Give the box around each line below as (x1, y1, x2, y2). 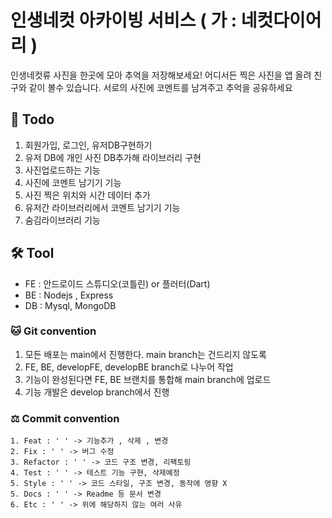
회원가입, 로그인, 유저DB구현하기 (24, 139, 153, 151)
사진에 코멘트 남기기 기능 (24, 176, 122, 188)
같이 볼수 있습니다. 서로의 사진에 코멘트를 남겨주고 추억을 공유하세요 (28, 81, 293, 93)
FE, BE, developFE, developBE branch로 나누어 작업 (24, 361, 234, 373)
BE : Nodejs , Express (24, 289, 114, 301)
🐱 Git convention (10, 324, 97, 338)
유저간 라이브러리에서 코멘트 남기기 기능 (24, 201, 181, 213)
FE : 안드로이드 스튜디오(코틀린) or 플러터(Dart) (24, 277, 211, 290)
